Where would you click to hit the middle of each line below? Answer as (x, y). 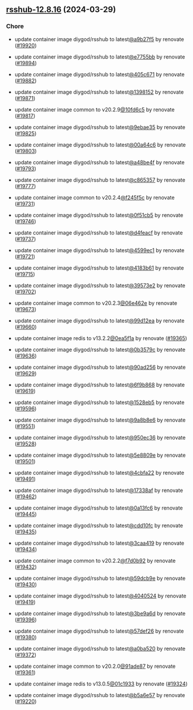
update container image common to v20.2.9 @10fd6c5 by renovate (94, 109)
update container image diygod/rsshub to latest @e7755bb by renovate (100, 57)
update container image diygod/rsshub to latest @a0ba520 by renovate (100, 648)
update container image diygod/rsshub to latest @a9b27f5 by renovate (99, 39)
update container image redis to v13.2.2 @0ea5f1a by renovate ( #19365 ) (101, 338)
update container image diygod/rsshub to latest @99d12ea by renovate (99, 320)
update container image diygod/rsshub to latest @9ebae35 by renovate (100, 127)
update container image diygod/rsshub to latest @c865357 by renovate (100, 180)
